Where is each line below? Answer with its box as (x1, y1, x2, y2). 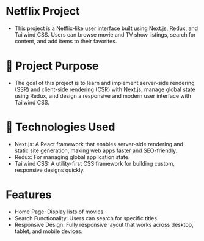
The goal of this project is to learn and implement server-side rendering (14, 79, 195, 86)
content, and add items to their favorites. (14, 37, 117, 45)
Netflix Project (5, 4, 80, 18)
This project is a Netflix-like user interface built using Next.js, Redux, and (14, 24, 199, 32)
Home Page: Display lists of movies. (14, 208, 105, 215)
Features (5, 188, 52, 201)
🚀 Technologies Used (5, 120, 115, 134)
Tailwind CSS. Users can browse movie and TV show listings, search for (14, 31, 196, 38)
